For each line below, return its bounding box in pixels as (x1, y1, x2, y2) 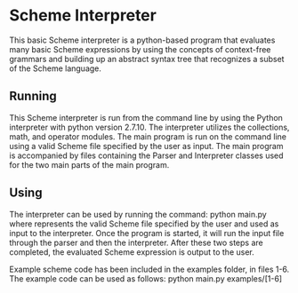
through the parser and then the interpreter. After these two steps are (9, 237, 264, 248)
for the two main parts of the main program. (9, 159, 170, 170)
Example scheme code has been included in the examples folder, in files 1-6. (9, 264, 290, 274)
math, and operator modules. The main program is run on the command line (9, 131, 287, 142)
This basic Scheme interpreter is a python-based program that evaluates (9, 35, 276, 45)
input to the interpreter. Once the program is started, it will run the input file (9, 227, 285, 238)
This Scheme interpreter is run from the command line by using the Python (9, 112, 283, 123)
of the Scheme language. (9, 63, 102, 74)
